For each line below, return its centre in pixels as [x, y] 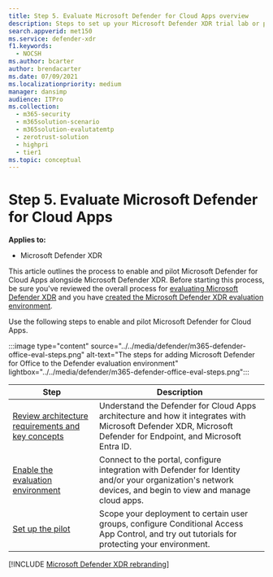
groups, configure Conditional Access [171, 524]
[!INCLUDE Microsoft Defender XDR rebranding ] [89, 564]
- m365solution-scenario [58, 122]
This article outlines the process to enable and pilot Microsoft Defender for [133, 271]
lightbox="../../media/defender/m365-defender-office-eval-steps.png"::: [129, 372]
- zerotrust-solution [52, 137]
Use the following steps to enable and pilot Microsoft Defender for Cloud [130, 321]
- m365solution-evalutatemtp [65, 129]
